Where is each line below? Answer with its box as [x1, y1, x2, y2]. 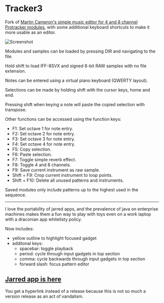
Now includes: [5, 226, 34, 231]
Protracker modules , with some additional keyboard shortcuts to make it [5, 24, 150, 30]
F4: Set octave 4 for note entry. [12, 141, 76, 147]
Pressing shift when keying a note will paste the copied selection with [5, 101, 145, 107]
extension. [5, 68, 26, 74]
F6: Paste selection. [12, 151, 52, 157]
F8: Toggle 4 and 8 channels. [12, 162, 71, 168]
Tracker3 [5, 3, 43, 14]
